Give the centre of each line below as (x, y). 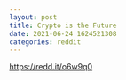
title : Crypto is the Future (63, 25)
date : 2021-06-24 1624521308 (63, 33)
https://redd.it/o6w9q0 (51, 67)
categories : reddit (45, 42)
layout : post (33, 17)
